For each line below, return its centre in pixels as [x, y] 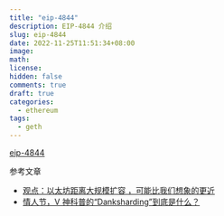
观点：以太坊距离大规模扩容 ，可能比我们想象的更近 [118, 190]
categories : [32, 102]
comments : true [38, 85]
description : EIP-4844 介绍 [61, 26]
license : [26, 69]
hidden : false [36, 77]
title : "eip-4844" [44, 18]
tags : [19, 118]
